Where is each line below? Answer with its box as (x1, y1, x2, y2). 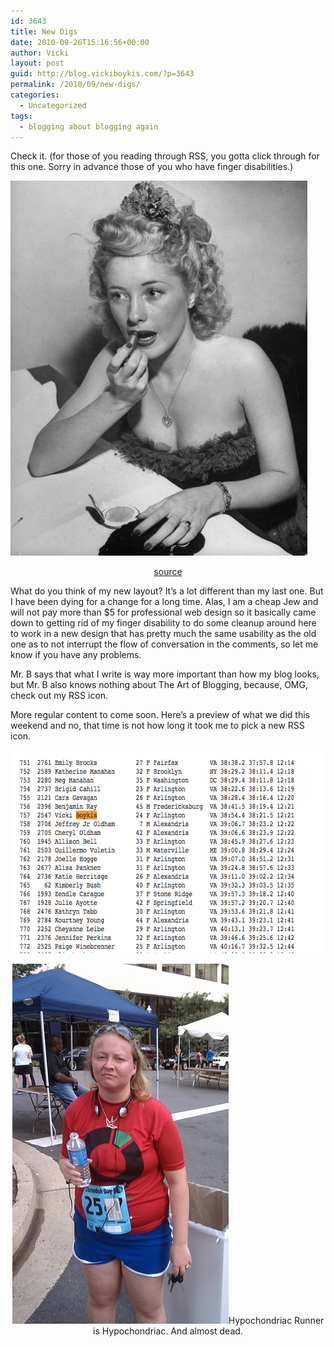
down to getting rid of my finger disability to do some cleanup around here (10, 617, 317, 629)
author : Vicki (10, 48, 70, 58)
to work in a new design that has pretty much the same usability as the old (10, 628, 317, 640)
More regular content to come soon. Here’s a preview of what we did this (10, 709, 310, 721)
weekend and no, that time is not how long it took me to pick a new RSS (10, 720, 305, 732)
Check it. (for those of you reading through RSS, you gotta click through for (10, 150, 320, 162)
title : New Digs (10, 26, 78, 37)
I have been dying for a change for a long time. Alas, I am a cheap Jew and (10, 596, 319, 608)
